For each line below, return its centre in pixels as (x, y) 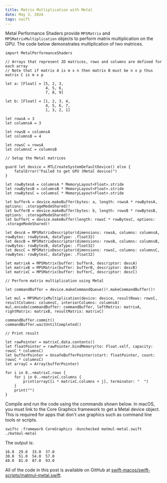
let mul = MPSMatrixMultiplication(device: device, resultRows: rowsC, (81, 298)
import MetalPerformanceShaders (39, 53)
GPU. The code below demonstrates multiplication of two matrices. (74, 44)
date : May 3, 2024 (24, 15)
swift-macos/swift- (131, 470)
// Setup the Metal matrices (35, 158)
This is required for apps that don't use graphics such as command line (78, 415)
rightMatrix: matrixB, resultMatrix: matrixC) (54, 312)
